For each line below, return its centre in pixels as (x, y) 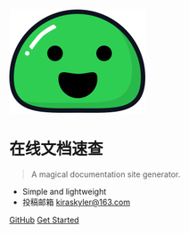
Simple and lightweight (64, 191)
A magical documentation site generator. (106, 174)
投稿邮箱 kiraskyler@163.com (76, 202)
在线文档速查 (57, 149)
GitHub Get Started (44, 220)
